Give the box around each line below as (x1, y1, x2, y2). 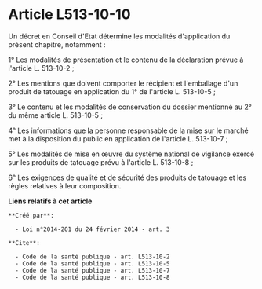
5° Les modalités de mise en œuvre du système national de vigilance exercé (8, 149, 255, 159)
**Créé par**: (8, 211, 55, 219)
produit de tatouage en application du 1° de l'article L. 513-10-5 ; (8, 86, 216, 96)
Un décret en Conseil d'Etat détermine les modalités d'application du (8, 31, 231, 41)
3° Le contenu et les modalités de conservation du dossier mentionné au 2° (8, 102, 253, 112)
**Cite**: (8, 239, 41, 247)
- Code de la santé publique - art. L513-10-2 (15, 253, 170, 261)
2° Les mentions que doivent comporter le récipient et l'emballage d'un (8, 79, 238, 88)
